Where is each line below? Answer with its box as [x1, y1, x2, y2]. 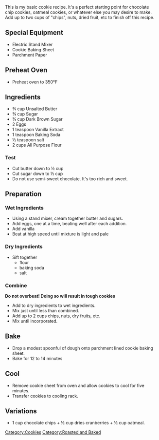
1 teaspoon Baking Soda [12, 132, 61, 138]
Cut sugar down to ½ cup [12, 171, 63, 176]
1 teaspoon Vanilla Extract [12, 127, 64, 133]
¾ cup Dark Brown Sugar [12, 116, 63, 122]
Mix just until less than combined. [12, 308, 79, 314]
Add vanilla [12, 226, 35, 232]
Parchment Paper [12, 52, 47, 57]
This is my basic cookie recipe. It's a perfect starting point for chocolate [5, 4, 149, 10]
